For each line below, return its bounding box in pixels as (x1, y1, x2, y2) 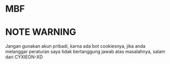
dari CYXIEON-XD (5, 54, 43, 60)
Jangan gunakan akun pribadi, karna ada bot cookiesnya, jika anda (5, 43, 146, 49)
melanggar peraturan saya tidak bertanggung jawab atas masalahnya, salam (5, 49, 165, 55)
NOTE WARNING (5, 26, 76, 38)
